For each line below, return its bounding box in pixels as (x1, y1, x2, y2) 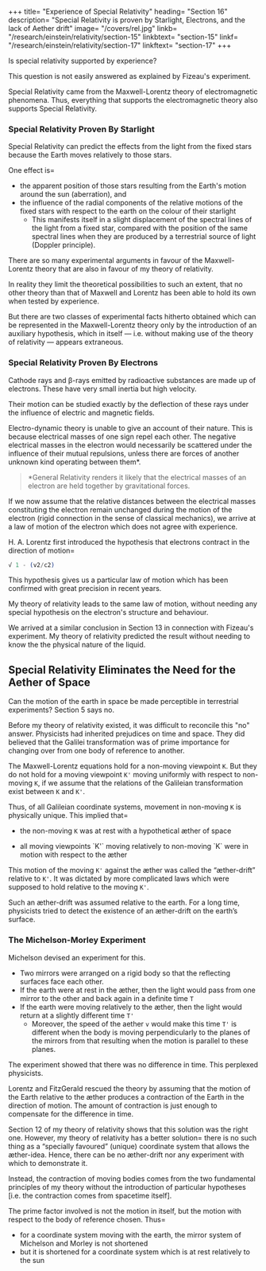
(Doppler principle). (31, 241, 96, 250)
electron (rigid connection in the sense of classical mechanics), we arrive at (8, 513, 256, 522)
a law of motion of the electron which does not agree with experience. (8, 522, 238, 531)
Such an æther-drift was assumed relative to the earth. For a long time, (8, 898, 241, 907)
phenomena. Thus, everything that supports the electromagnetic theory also (8, 96, 258, 104)
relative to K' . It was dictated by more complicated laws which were (8, 874, 229, 883)
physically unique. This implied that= (8, 811, 129, 820)
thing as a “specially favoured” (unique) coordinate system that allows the (8, 1141, 250, 1151)
